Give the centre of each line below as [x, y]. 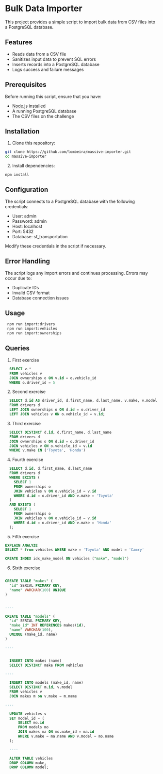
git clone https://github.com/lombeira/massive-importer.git [68, 152]
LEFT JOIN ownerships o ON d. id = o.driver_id [57, 410]
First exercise [25, 360]
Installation [22, 131]
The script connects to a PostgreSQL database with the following [70, 201]
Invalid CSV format [31, 293]
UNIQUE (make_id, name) [33, 634]
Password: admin [29, 221]
